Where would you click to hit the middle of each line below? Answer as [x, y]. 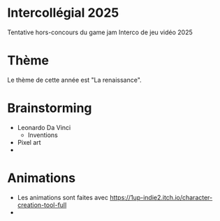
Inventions [43, 135]
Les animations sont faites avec [63, 197]
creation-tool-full [42, 205]
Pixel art [29, 142]
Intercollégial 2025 [63, 13]
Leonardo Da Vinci [44, 127]
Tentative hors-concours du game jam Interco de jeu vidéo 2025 [100, 32]
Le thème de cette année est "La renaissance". [74, 80]
